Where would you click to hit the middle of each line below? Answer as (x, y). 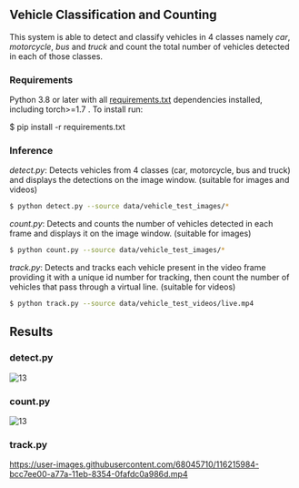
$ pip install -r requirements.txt (67, 127)
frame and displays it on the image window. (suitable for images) (130, 234)
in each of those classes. (56, 56)
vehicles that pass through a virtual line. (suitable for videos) (123, 287)
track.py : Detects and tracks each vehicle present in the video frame (138, 268)
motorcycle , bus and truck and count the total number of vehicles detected (149, 46)
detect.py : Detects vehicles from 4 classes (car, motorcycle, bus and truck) (150, 170)
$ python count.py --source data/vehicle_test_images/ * (117, 250)
